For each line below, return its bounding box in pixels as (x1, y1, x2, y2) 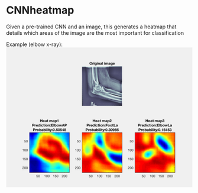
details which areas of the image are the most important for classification (6, 29, 184, 36)
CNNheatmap (6, 4, 74, 17)
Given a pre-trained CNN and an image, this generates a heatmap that (6, 23, 177, 30)
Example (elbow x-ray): (6, 41, 63, 48)
